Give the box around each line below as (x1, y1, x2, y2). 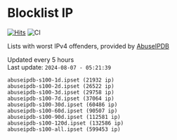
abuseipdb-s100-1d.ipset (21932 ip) (7, 76, 114, 84)
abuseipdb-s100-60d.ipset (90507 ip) (7, 107, 118, 114)
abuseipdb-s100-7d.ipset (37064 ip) (7, 95, 114, 102)
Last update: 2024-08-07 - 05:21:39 (7, 63, 111, 71)
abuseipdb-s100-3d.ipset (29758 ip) (7, 89, 114, 96)
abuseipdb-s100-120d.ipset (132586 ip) (7, 120, 124, 127)
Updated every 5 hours (7, 55, 74, 64)
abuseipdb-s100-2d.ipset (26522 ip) (7, 82, 114, 89)
